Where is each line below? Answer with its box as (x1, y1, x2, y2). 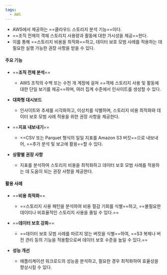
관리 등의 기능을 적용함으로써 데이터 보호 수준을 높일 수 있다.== (25, 237, 148, 243)
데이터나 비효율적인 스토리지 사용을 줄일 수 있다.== (19, 209, 119, 215)
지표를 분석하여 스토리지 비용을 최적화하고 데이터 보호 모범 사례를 (19, 162, 147, 168)
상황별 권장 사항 (12, 151, 43, 157)
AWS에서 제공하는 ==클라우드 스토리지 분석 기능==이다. (12, 26, 122, 32)
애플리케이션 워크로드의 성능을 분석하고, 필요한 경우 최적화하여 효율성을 (19, 258, 159, 264)
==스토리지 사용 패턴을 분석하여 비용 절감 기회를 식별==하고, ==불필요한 (19, 203, 161, 209)
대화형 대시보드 (12, 97, 42, 103)
